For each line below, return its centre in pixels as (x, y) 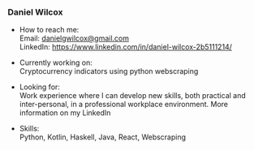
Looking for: (39, 87)
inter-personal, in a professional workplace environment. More (124, 105)
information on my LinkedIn (65, 113)
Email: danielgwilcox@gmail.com (74, 38)
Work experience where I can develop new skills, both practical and (133, 96)
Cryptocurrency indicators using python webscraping (109, 71)
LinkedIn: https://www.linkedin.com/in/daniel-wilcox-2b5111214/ (126, 47)
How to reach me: (49, 30)
